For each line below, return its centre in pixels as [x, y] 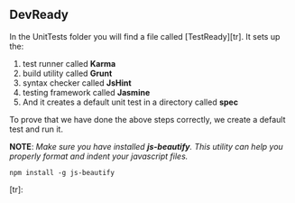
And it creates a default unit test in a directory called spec [130, 102]
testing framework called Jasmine [86, 92]
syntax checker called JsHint [77, 83]
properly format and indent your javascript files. [99, 156]
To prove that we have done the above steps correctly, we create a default [147, 119]
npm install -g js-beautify [62, 172]
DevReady [39, 15]
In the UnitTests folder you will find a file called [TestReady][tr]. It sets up [145, 36]
